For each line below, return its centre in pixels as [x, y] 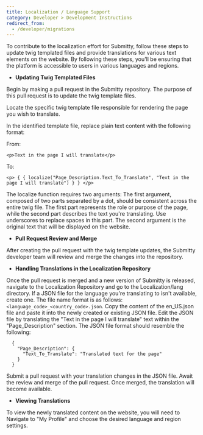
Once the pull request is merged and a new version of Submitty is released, [101, 280]
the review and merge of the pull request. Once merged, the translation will [101, 383]
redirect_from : [26, 23]
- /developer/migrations [43, 29]
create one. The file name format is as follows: [65, 300]
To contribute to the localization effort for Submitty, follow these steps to [98, 46]
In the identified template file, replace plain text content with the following [98, 126]
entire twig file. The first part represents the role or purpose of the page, [97, 207]
